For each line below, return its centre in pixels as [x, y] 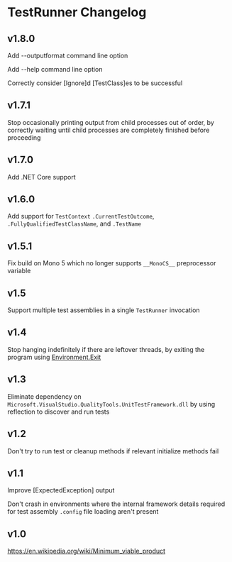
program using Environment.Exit [54, 357]
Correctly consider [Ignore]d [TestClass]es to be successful [95, 83]
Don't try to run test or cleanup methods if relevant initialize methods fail [113, 451]
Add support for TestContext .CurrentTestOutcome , [81, 216]
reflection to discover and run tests [59, 412]
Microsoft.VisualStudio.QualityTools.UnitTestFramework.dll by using [111, 404]
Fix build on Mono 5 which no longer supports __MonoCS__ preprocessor [112, 263]
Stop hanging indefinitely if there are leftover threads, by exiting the [106, 349]
